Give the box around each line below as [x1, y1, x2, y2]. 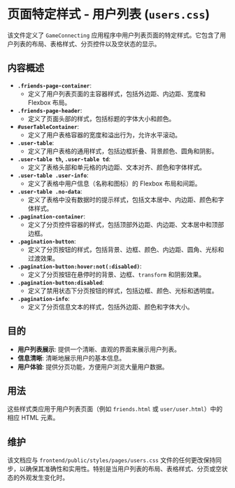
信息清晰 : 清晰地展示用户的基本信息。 [17, 354, 126, 362]
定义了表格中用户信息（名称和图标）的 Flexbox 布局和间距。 [27, 179, 201, 188]
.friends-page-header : [17, 106, 83, 114]
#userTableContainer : [17, 122, 79, 130]
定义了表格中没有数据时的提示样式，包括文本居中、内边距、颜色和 [27, 195, 218, 204]
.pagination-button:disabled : [17, 278, 105, 286]
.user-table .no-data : [17, 187, 83, 195]
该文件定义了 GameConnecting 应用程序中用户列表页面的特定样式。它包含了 [7, 31, 220, 39]
